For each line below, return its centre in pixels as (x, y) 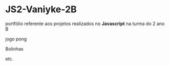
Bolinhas (15, 49)
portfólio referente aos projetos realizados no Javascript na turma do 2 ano (85, 24)
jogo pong (16, 39)
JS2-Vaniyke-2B (41, 9)
